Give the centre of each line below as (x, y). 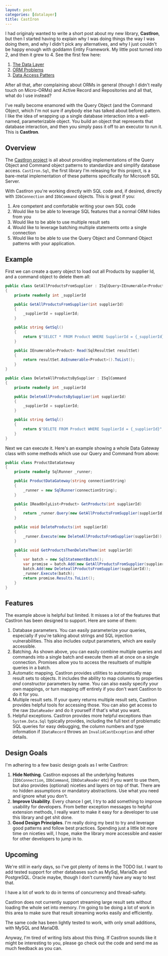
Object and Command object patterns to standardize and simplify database (82, 165)
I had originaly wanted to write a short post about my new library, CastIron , (82, 34)
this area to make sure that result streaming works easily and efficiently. (79, 913)
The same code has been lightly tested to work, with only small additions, (81, 922)
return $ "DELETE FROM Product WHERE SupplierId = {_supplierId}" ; (94, 429)
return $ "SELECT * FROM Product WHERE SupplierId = (78, 337)
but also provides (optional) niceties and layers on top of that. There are (86, 785)
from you (22, 217)
